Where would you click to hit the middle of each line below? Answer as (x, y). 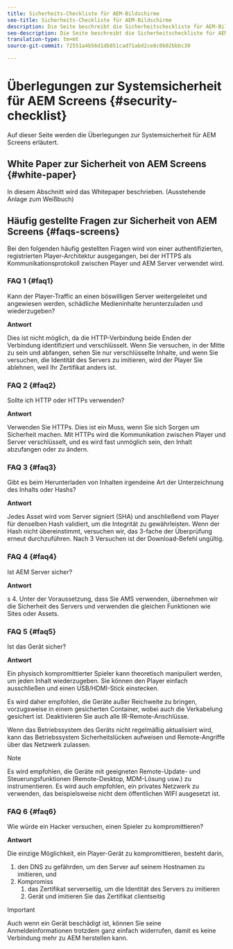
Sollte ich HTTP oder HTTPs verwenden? (66, 400)
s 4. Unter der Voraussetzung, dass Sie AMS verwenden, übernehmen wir (113, 599)
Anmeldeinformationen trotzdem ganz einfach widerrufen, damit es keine (112, 931)
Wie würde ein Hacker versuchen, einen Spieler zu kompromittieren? (105, 827)
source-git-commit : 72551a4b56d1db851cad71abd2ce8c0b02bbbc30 (99, 46)
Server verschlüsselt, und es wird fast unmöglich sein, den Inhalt (100, 442)
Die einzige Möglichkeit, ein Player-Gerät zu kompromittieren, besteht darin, (115, 853)
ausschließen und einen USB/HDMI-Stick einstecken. (83, 688)
